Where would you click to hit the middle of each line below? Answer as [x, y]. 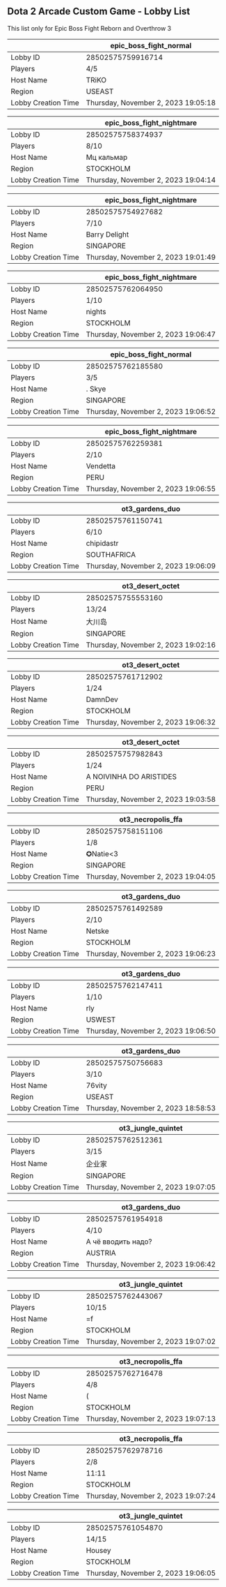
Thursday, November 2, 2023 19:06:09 [151, 566]
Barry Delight [107, 234]
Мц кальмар [107, 157]
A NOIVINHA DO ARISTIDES [131, 776]
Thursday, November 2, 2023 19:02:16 [151, 645]
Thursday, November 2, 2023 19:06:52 [151, 411]
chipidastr [102, 543]
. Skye [96, 389]
